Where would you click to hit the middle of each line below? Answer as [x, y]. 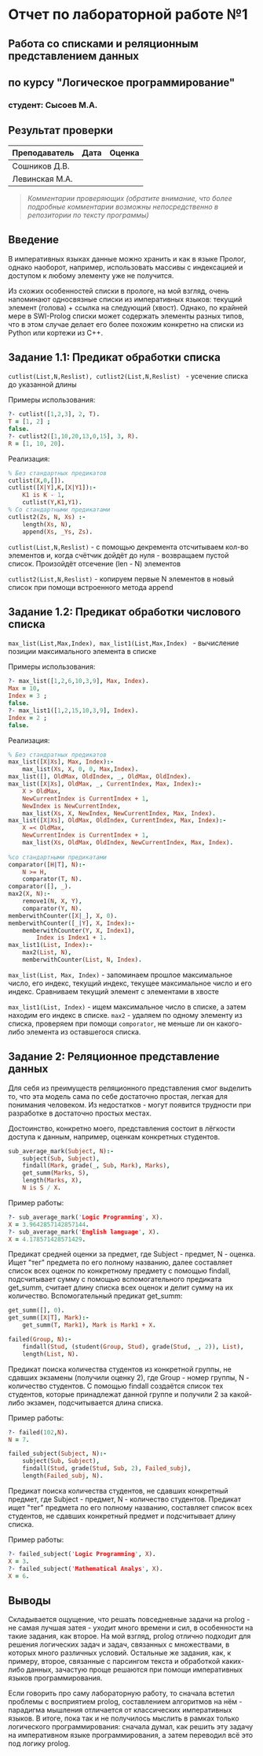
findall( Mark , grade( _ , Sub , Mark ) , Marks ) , [96, 1166]
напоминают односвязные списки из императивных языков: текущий [125, 299]
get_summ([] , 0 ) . [37, 1311]
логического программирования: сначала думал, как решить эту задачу [131, 1727]
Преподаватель [43, 153]
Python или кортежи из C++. [56, 332]
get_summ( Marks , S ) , [56, 1173]
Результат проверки [61, 130]
